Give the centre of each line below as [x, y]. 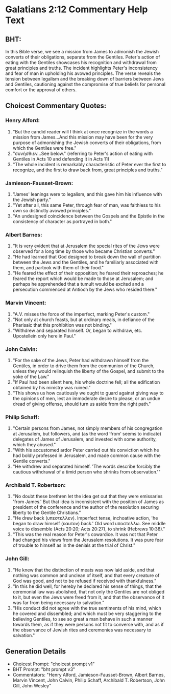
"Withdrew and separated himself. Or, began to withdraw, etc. [78, 330]
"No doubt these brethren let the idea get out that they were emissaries [88, 497]
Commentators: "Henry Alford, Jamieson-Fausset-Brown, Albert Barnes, [89, 675]
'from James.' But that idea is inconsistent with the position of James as [88, 502]
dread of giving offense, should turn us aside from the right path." [82, 404]
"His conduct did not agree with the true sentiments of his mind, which [87, 608]
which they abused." [34, 445]
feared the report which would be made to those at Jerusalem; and [83, 279]
